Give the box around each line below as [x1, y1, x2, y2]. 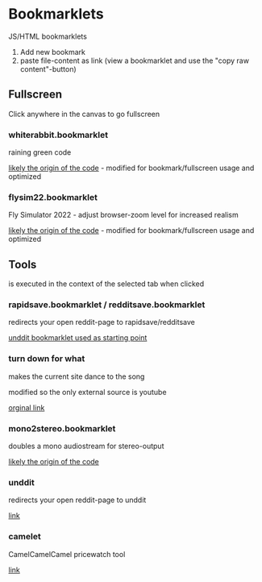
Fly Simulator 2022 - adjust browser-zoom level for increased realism [8, 210, 239, 220]
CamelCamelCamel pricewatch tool [8, 549, 126, 559]
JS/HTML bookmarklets [8, 31, 87, 41]
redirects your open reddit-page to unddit [8, 495, 147, 505]
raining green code [8, 148, 72, 157]
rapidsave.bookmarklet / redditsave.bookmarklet [8, 299, 206, 310]
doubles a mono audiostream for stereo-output [8, 441, 164, 451]
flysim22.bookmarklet [8, 191, 98, 202]
